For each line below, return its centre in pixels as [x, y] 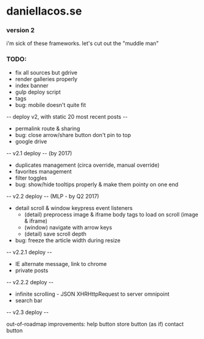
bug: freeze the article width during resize [68, 240]
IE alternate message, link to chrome [61, 264]
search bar [29, 300]
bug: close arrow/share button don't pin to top [73, 135]
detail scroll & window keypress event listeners [74, 208]
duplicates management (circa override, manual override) [87, 165]
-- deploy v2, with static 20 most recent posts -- [67, 116]
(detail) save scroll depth [55, 234]
